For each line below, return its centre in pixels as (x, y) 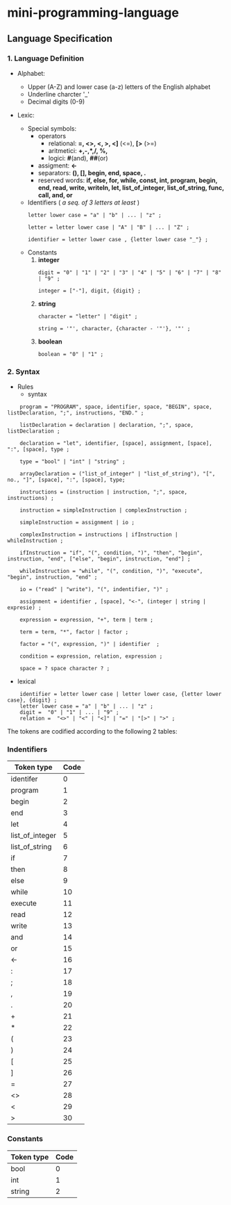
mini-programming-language (93, 13)
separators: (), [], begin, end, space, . (92, 172)
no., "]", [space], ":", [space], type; (67, 480)
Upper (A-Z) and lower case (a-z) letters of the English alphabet (119, 87)
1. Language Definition (46, 58)
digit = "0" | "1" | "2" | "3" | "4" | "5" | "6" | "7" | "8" (130, 273)
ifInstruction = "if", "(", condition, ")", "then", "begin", (111, 553)
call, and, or (55, 195)
